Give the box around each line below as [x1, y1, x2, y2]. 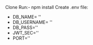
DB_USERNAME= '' [12, 19, 53, 25]
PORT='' [12, 35, 30, 41]
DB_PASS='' [12, 24, 38, 30]
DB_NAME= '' [12, 14, 41, 19]
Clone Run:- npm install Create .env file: [5, 4, 88, 10]
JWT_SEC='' [12, 30, 39, 35]
